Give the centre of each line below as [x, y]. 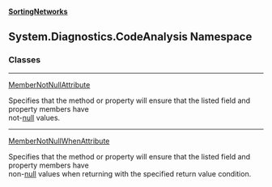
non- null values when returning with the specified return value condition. [130, 174]
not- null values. [34, 118]
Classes [25, 59]
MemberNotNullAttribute [49, 85]
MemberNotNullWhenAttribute [59, 141]
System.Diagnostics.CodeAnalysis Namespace [130, 36]
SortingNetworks [38, 11]
